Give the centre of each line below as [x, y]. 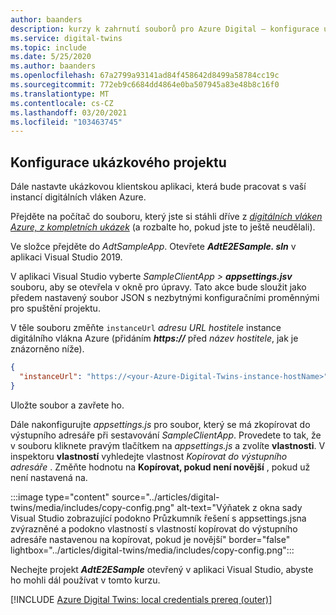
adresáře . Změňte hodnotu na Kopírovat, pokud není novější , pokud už [160, 467]
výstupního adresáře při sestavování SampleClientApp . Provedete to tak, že [166, 435]
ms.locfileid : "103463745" [66, 122]
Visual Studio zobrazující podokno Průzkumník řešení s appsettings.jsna [158, 518]
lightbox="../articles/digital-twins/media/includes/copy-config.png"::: [152, 550]
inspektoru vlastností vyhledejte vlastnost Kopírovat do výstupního [149, 456]
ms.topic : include [48, 47]
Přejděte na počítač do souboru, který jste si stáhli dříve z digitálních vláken [166, 217]
